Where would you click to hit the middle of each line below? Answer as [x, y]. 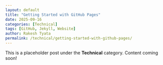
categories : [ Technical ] [31, 24]
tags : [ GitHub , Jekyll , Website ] [40, 29]
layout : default [22, 10]
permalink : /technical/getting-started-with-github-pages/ [69, 39]
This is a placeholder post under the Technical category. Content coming [82, 53]
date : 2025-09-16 [24, 19]
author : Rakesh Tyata [28, 34]
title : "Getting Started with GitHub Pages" [53, 15]
